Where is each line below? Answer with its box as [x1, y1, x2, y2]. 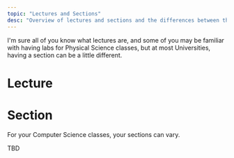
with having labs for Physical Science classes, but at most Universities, [7, 43, 211, 52]
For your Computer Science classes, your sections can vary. [7, 130, 180, 138]
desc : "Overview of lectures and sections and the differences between [7, 17, 219, 24]
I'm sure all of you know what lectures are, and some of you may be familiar [7, 36, 225, 44]
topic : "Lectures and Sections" [7, 10, 101, 17]
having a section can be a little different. [7, 50, 123, 59]
